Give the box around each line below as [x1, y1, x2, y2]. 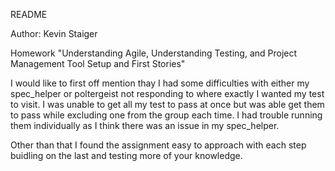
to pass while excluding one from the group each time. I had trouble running [10, 109, 323, 121]
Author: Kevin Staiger [10, 28, 98, 39]
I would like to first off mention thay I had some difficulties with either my [10, 77, 310, 89]
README [10, 9, 48, 20]
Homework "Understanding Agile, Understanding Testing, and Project [10, 47, 298, 59]
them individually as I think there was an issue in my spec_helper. [10, 120, 280, 131]
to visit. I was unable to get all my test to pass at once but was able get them [10, 99, 325, 110]
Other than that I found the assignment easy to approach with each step [10, 139, 307, 151]
